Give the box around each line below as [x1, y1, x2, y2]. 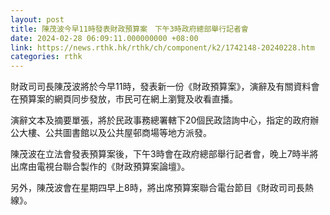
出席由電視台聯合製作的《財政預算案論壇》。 [10, 161, 190, 173]
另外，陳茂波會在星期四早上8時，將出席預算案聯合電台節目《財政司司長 [10, 182, 305, 194]
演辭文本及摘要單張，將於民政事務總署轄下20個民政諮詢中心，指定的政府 [10, 114, 311, 126]
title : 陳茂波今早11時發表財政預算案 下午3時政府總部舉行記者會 [10, 24, 249, 34]
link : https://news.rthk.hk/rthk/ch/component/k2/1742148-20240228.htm [10, 42, 315, 53]
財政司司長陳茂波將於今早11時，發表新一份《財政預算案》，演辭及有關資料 [10, 81, 312, 93]
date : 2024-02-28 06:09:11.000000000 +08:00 [10, 33, 199, 43]
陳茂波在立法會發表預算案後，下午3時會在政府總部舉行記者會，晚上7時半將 [10, 148, 319, 160]
